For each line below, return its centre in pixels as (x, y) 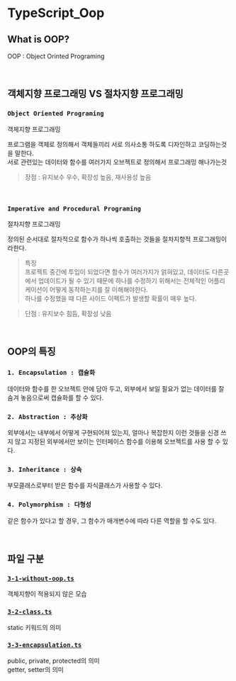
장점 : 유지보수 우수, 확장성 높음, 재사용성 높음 (88, 177)
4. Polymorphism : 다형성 (50, 505)
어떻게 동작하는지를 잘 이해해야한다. (99, 289)
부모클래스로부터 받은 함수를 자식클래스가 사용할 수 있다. (85, 485)
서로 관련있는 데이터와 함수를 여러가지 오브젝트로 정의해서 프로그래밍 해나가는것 (117, 162)
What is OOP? (38, 39)
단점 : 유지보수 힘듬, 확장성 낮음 (68, 313)
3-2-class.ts (30, 612)
